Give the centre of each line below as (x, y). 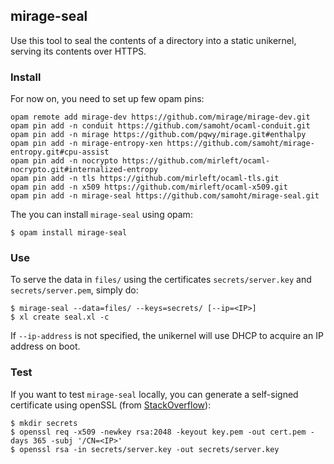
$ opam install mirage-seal (69, 233)
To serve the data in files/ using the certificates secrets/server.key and (161, 280)
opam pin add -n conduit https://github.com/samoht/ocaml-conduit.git (160, 126)
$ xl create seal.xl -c (60, 317)
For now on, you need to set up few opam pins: (107, 99)
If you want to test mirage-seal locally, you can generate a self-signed (154, 394)
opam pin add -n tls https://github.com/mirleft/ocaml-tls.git (145, 179)
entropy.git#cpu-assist (60, 152)
